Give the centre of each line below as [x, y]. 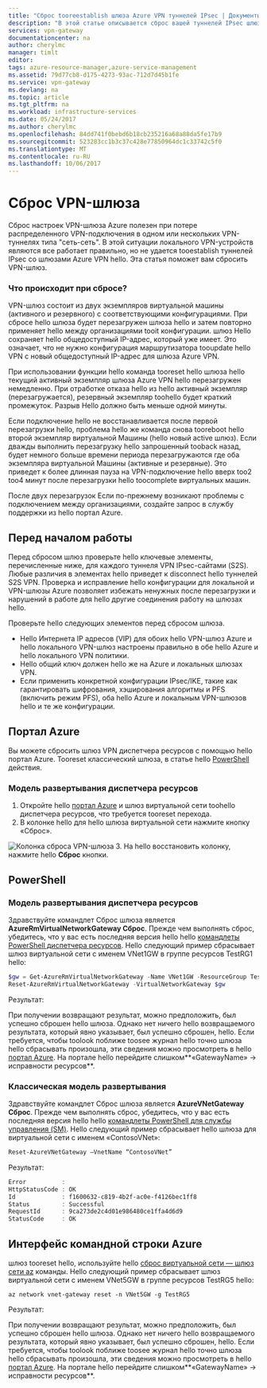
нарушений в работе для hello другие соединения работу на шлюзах [126, 599]
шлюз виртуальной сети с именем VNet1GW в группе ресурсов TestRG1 [130, 954]
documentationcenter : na [49, 38]
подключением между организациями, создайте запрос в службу [121, 504]
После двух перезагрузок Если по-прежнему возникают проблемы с [126, 496]
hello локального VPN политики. [74, 656]
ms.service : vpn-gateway [49, 82]
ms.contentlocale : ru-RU [49, 156]
